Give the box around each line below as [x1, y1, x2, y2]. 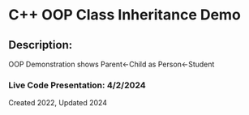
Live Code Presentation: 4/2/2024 [8, 79, 146, 91]
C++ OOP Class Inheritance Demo [8, 6, 241, 24]
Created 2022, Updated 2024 [8, 98, 108, 108]
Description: [8, 38, 73, 52]
